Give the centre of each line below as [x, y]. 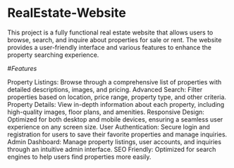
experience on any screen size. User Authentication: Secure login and [109, 127]
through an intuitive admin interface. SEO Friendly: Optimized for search [112, 149]
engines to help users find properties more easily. [79, 157]
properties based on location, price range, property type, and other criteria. [117, 97]
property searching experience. [53, 55]
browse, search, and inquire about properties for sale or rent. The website [115, 39]
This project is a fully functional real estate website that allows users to [110, 32]
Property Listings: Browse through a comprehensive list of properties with [115, 82]
